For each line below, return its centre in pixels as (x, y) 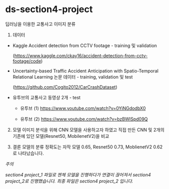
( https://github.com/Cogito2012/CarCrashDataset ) (65, 87)
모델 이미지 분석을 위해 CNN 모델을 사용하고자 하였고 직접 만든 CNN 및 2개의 (88, 130)
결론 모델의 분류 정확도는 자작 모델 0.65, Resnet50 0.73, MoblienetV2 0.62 (88, 147)
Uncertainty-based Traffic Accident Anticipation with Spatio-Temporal (85, 71)
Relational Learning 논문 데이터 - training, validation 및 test (73, 77)
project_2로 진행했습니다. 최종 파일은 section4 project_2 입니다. (69, 181)
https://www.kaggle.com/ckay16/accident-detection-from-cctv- (81, 55)
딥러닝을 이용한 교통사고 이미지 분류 (40, 24)
